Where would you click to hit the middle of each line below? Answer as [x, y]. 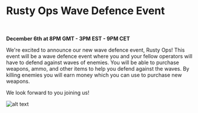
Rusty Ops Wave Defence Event [86, 11]
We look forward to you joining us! [48, 92]
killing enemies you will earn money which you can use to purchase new [94, 75]
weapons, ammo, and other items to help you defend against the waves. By [98, 68]
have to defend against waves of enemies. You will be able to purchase [92, 62]
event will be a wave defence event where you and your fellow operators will [99, 56]
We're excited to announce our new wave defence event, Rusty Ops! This [95, 50]
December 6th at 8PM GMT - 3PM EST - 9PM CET [68, 38]
